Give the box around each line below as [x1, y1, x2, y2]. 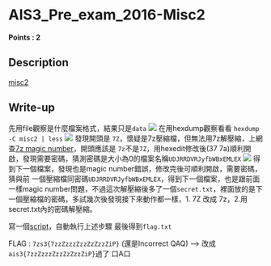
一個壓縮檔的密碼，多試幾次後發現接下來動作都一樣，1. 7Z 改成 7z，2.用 [8, 194, 248, 204]
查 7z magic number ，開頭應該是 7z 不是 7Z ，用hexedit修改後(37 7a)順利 [8, 143, 244, 153]
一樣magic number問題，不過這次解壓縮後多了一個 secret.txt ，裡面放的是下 [8, 184, 263, 193]
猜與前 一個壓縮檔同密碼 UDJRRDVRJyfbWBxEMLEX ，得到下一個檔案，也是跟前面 [8, 174, 260, 184]
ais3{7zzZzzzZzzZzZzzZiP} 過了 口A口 [8, 248, 131, 258]
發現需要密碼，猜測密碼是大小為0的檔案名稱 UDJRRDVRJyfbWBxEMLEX [22, 154, 242, 163]
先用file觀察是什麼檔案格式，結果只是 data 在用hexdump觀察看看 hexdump [8, 123, 260, 133]
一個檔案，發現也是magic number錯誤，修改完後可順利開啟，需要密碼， [22, 163, 262, 173]
